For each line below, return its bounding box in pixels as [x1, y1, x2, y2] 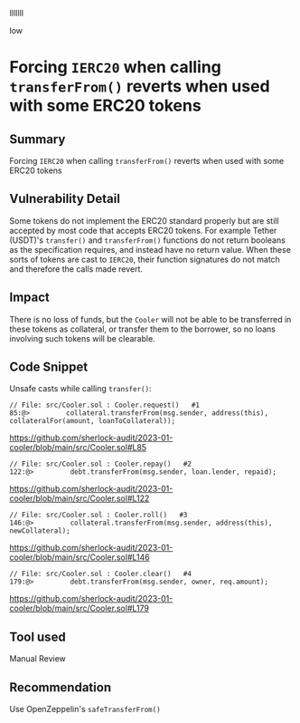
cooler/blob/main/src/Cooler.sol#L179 [9, 602, 149, 614]
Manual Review [9, 653, 66, 664]
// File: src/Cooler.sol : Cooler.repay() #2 [9, 459, 192, 469]
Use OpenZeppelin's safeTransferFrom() [9, 704, 161, 715]
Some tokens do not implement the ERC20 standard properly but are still [9, 215, 279, 226]
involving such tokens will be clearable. [9, 333, 155, 343]
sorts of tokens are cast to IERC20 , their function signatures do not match [9, 254, 280, 265]
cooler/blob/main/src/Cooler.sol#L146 [9, 552, 151, 563]
